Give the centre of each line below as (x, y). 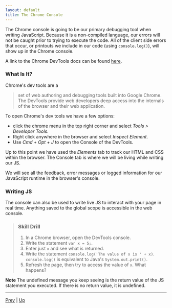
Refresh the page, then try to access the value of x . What (85, 265)
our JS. (13, 163)
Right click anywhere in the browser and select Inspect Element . (80, 136)
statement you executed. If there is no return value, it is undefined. (76, 286)
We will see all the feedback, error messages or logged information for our (84, 173)
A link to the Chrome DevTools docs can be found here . (64, 61)
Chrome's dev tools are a (32, 85)
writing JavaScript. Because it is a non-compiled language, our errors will (83, 35)
